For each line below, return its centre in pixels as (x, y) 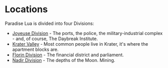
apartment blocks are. (35, 49)
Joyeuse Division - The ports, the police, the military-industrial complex (87, 33)
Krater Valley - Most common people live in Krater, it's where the (80, 44)
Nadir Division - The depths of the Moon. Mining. (64, 60)
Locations (26, 9)
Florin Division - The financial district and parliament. (68, 55)
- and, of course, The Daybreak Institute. (55, 39)
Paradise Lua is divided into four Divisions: (50, 23)
